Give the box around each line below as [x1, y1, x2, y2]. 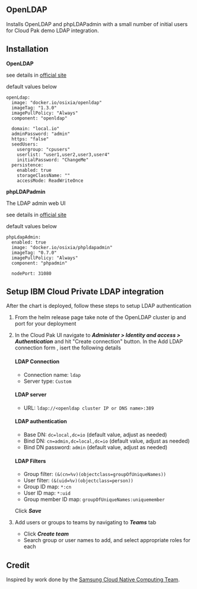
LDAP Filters [14, 457, 46, 464]
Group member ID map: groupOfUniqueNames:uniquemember [23, 496, 165, 503]
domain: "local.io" [11, 125, 60, 131]
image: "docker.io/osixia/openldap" [11, 99, 102, 106]
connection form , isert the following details [14, 344, 122, 351]
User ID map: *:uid [23, 490, 71, 497]
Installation [6, 44, 49, 54]
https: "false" [11, 136, 49, 142]
